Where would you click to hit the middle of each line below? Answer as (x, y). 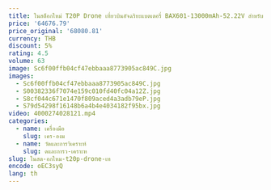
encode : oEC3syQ (36, 167)
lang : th (23, 174)
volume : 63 (27, 61)
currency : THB (32, 38)
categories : (28, 121)
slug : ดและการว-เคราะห (55, 151)
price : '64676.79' (39, 23)
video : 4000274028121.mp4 (52, 114)
